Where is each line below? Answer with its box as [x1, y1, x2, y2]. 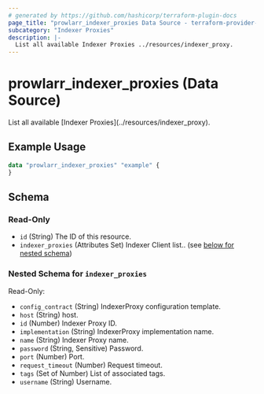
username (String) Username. [19, 377, 112, 386]
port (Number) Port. [19, 351, 85, 361]
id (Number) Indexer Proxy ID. [19, 318, 118, 328]
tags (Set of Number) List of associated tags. [19, 368, 166, 378]
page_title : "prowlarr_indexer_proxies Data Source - [8, 19, 189, 27]
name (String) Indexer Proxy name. [19, 335, 129, 344]
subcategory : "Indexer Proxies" [8, 26, 114, 34]
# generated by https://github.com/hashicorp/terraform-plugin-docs [8, 11, 237, 20]
